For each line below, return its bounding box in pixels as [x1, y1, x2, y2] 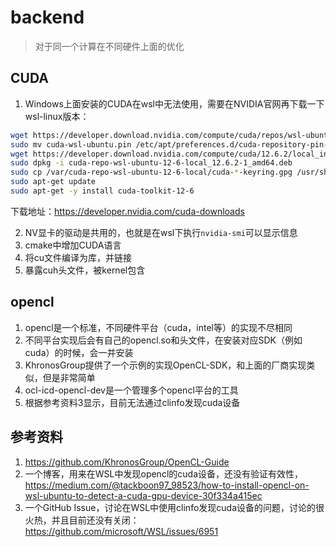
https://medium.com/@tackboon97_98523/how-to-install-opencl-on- [24, 479, 310, 491]
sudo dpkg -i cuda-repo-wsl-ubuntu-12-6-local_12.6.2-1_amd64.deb [10, 158, 293, 168]
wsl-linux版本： [24, 110, 90, 122]
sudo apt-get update [10, 177, 97, 187]
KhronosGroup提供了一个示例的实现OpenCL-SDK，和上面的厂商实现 [24, 359, 307, 371]
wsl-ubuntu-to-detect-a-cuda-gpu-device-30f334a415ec [24, 489, 263, 501]
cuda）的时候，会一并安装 [24, 346, 134, 358]
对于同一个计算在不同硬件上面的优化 [34, 40, 185, 52]
